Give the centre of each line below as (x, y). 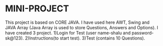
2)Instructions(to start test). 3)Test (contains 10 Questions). (85, 38)
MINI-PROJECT (37, 9)
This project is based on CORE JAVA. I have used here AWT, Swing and (77, 22)
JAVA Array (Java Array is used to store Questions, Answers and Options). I (82, 27)
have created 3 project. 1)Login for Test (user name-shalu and (68, 33)
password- (143, 33)
